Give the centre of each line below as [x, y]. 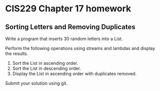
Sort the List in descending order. [47, 68]
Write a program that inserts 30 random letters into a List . [64, 39]
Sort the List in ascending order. [45, 63]
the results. [17, 53]
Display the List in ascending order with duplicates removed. [75, 74]
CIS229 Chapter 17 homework [68, 9]
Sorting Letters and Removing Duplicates [70, 27]
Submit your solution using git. [36, 83]
